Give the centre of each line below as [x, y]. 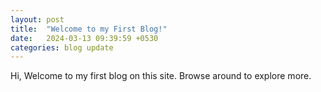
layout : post [37, 19]
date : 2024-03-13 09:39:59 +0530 [84, 38]
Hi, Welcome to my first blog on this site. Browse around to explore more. [161, 76]
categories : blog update [62, 47]
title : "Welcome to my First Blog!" [89, 29]
